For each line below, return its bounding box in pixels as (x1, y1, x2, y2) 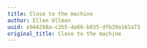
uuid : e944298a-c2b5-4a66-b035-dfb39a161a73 (7, 23, 141, 30)
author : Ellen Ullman (7, 17, 71, 24)
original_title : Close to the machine (7, 30, 122, 37)
